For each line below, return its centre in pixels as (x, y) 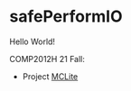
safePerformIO (66, 17)
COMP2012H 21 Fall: (47, 59)
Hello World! (33, 41)
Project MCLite (50, 76)
